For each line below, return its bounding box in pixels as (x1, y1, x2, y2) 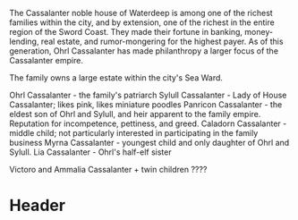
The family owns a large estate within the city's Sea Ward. (9, 72, 224, 83)
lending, (9, 36, 39, 47)
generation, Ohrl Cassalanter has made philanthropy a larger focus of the (9, 46, 279, 56)
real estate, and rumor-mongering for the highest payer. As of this (40, 36, 284, 47)
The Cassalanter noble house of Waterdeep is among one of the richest (9, 8, 273, 18)
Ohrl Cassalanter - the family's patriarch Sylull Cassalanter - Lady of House (9, 89, 287, 100)
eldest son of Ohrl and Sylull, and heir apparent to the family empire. (9, 109, 261, 119)
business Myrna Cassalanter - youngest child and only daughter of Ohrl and (9, 138, 290, 148)
